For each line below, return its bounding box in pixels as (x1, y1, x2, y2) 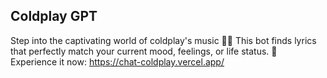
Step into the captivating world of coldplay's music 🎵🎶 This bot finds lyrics (10, 34, 317, 46)
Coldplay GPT (10, 8, 98, 25)
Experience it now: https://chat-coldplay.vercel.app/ (10, 55, 225, 68)
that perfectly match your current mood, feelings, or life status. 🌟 (10, 45, 278, 57)
